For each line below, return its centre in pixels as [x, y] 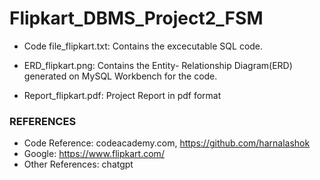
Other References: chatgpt [78, 164]
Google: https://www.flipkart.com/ [94, 154]
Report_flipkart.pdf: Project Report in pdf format [122, 95]
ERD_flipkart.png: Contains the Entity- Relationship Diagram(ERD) [158, 65]
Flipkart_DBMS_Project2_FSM [136, 18]
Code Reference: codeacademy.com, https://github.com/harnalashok [167, 143]
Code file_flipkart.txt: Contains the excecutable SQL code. [143, 46]
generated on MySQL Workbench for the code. [120, 76]
